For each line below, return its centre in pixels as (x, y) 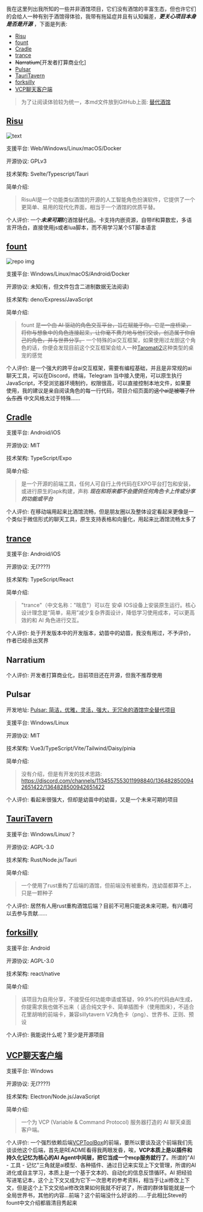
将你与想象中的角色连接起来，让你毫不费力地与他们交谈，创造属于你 (105, 332)
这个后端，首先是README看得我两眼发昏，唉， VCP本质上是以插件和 (107, 1150)
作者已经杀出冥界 (27, 640)
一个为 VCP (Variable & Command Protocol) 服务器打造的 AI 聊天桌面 (106, 1122)
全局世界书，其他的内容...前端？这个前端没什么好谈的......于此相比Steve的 (97, 1195)
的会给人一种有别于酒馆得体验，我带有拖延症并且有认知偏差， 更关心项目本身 (101, 16)
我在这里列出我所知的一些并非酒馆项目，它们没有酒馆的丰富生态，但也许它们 (101, 9)
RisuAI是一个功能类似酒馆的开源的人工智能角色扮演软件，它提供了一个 (108, 199)
